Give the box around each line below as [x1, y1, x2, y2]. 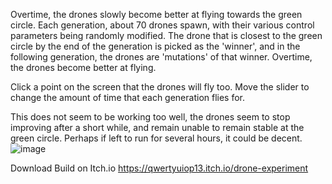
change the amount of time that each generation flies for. [10, 92, 246, 103]
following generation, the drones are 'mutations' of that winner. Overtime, [10, 51, 313, 63]
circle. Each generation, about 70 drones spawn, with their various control [10, 19, 315, 31]
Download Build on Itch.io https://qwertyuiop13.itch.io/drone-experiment [10, 162, 309, 174]
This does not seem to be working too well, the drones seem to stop [10, 111, 291, 123]
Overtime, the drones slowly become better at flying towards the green [10, 9, 303, 20]
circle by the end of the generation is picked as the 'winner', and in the [10, 40, 301, 52]
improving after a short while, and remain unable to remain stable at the [10, 122, 305, 133]
